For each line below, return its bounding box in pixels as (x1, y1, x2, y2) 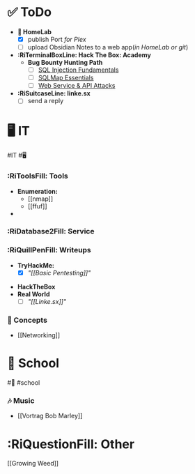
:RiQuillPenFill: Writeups (7, 245, 92, 255)
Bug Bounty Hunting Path (27, 59, 103, 67)
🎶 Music (7, 396, 35, 406)
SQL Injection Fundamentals (38, 66, 119, 74)
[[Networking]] (17, 331, 61, 339)
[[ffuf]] (27, 201, 47, 210)
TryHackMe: (17, 261, 54, 269)
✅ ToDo (7, 4, 52, 20)
